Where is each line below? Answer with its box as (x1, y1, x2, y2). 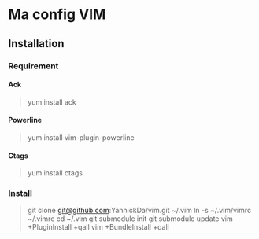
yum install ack (27, 97, 76, 107)
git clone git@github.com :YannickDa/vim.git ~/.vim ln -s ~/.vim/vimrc (27, 206, 252, 215)
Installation (8, 37, 65, 50)
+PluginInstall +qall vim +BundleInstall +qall (27, 222, 169, 232)
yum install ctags (27, 168, 83, 178)
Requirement (8, 61, 59, 72)
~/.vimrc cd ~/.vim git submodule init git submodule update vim (27, 214, 234, 223)
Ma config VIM (8, 6, 106, 24)
